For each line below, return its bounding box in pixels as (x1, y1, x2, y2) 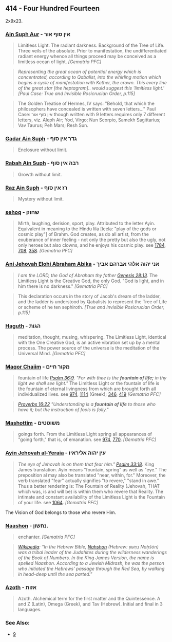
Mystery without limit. (17, 196, 64, 202)
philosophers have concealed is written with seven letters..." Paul (17, 106, 156, 112)
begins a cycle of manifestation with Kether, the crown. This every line (17, 80, 167, 86)
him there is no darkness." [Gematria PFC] (17, 283, 108, 289)
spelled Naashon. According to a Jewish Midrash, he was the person (17, 560, 164, 566)
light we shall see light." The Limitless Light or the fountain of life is (17, 380, 160, 387)
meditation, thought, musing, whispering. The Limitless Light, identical (17, 334, 166, 340)
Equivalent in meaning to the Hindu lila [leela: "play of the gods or (17, 226, 157, 232)
